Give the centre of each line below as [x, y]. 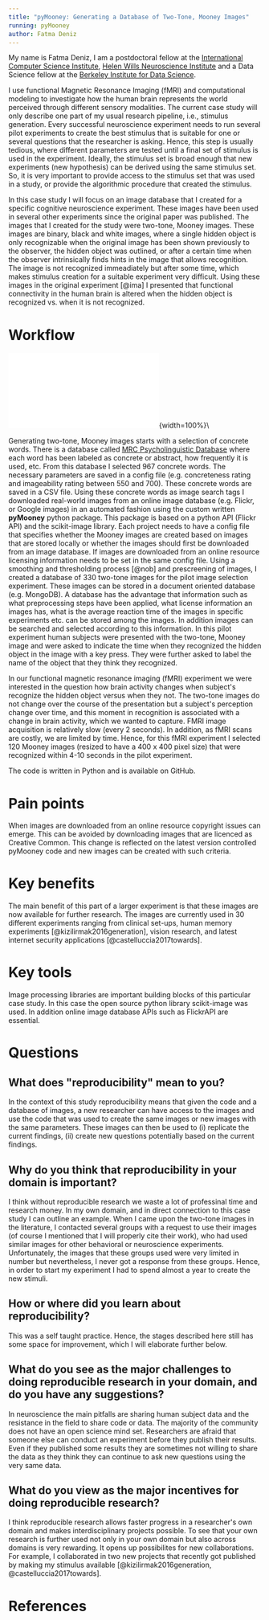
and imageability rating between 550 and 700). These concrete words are [130, 484]
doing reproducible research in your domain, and [133, 1382]
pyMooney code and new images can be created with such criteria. [120, 851]
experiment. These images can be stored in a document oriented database [132, 586]
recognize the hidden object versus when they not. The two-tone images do [134, 696]
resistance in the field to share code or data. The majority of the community [133, 1422]
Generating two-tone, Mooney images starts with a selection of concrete [128, 441]
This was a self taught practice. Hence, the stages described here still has [131, 1336]
